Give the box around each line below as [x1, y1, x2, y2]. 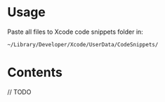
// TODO [7, 87, 32, 96]
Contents [7, 65, 63, 81]
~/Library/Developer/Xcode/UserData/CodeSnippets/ [7, 41, 159, 48]
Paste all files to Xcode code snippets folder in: [7, 27, 144, 36]
